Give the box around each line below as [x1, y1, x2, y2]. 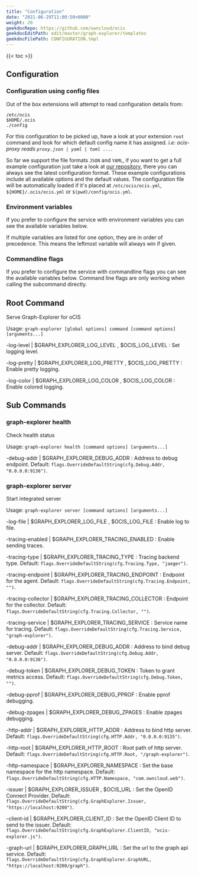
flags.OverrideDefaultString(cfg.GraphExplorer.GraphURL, [6, 857, 152, 863]
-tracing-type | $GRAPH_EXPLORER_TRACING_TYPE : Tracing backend [6, 553, 180, 561]
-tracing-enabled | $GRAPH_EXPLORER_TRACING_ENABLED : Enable [6, 536, 175, 543]
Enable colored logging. [6, 383, 64, 390]
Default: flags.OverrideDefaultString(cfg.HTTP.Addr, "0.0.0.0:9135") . [6, 733, 182, 740]
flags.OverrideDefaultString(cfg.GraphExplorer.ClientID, [6, 828, 152, 834]
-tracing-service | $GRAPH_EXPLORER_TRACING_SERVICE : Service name [6, 619, 188, 626]
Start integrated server [6, 495, 61, 502]
